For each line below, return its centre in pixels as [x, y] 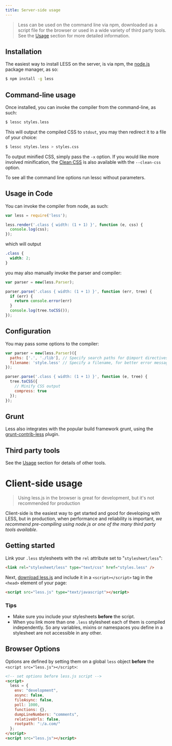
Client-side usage [44, 484]
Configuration [28, 331]
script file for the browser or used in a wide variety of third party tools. [92, 30]
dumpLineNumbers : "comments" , [47, 714]
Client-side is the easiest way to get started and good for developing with [83, 513]
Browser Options [33, 649]
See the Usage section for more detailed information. [74, 35]
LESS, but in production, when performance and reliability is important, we [84, 519]
